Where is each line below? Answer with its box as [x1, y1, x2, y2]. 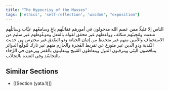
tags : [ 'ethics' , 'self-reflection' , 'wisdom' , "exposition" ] [6, 12, 140, 17]
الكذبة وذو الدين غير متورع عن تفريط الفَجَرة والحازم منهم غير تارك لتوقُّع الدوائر [6, 42, 154, 48]
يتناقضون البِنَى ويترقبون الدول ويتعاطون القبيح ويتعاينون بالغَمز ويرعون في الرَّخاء [6, 47, 156, 53]
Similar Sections [6, 67, 59, 75]
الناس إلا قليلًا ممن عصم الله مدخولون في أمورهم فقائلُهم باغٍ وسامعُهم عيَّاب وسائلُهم [6, 26, 164, 32]
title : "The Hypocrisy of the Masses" [6, 7, 88, 13]
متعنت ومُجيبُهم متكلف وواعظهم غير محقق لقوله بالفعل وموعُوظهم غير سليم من [6, 31, 155, 37]
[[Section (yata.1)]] [13, 80, 52, 86]
